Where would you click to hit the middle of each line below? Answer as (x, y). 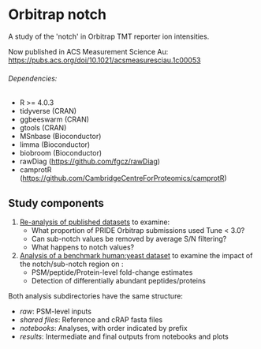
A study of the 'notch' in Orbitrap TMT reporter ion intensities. (109, 36)
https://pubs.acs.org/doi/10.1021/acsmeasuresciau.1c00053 (104, 60)
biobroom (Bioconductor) (61, 153)
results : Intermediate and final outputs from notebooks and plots (124, 336)
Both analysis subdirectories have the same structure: (96, 296)
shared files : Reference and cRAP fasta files (91, 319)
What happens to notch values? (83, 247)
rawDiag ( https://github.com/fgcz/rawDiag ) (89, 161)
